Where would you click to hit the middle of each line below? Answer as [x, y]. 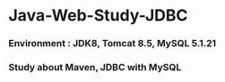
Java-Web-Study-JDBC [98, 16]
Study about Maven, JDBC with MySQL [95, 68]
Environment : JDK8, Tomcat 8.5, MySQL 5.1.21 [112, 44]
